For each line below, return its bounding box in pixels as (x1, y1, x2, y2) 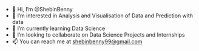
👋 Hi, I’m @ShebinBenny (12, 6, 73, 13)
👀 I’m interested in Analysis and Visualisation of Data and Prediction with (12, 12, 193, 19)
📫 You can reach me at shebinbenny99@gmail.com (12, 38, 143, 45)
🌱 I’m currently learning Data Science (12, 25, 106, 32)
